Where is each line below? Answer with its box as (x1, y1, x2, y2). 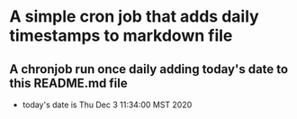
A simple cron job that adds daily (9, 6, 259, 27)
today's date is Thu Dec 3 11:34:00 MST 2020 (22, 99, 193, 110)
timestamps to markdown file (9, 25, 233, 46)
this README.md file (9, 75, 128, 91)
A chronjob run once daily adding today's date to (9, 61, 289, 77)
